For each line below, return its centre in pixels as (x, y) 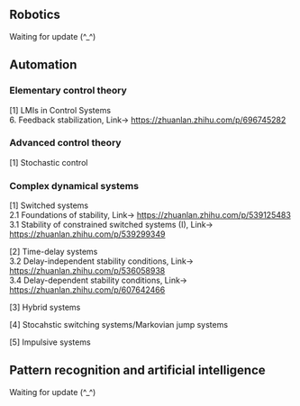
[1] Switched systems (49, 205)
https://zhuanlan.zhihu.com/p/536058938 (87, 271)
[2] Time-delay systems (54, 252)
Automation (43, 65)
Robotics (35, 15)
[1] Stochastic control (49, 162)
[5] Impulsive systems (50, 342)
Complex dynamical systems (74, 185)
